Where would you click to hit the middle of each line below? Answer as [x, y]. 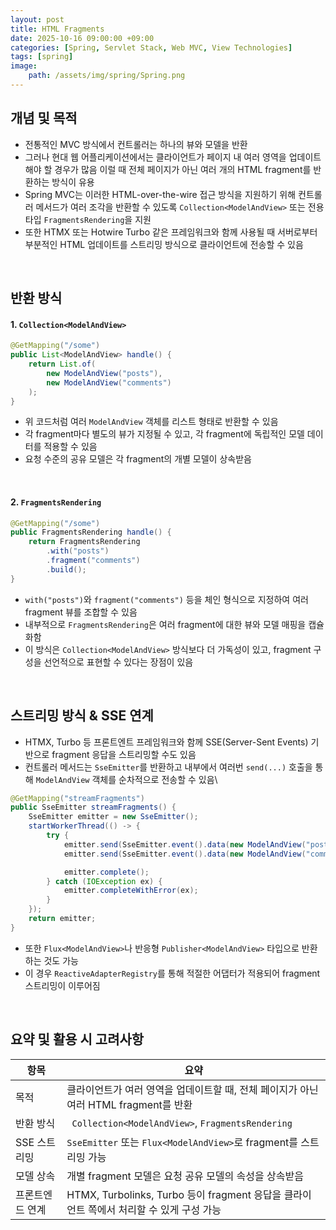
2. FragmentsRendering [56, 502]
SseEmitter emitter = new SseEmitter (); [113, 817]
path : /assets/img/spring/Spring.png [107, 76]
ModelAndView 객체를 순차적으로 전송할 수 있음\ [126, 779]
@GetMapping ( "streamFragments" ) [77, 798]
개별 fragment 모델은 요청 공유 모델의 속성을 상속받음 [185, 1176]
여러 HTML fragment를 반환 [129, 1104]
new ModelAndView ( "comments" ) [109, 382]
